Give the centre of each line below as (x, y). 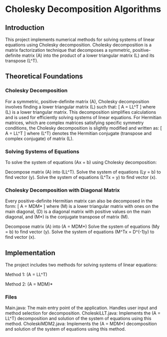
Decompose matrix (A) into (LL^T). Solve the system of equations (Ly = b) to (83, 172)
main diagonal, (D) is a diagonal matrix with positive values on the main (78, 212)
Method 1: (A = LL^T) (26, 275)
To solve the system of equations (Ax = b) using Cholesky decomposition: (81, 162)
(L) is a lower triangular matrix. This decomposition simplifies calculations (81, 112)
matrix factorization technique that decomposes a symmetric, (68, 50)
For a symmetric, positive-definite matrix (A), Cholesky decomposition (77, 101)
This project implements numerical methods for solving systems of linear (80, 39)
